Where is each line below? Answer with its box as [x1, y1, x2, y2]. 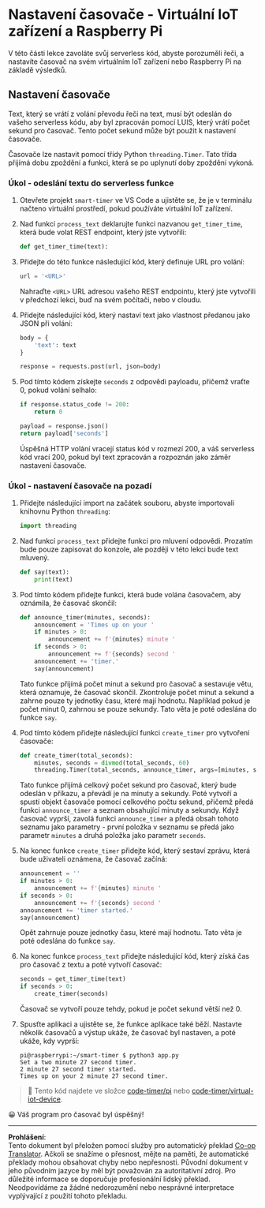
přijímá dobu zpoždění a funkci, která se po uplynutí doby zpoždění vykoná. [8, 158, 255, 167]
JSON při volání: [19, 318, 73, 328]
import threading [19, 522, 77, 530]
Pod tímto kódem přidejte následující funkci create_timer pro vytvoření [19, 727, 250, 737]
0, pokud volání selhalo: [19, 385, 97, 395]
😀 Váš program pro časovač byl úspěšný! [8, 1110, 144, 1120]
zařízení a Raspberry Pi [8, 22, 163, 40]
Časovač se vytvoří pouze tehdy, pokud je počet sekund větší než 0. [19, 1004, 242, 1014]
